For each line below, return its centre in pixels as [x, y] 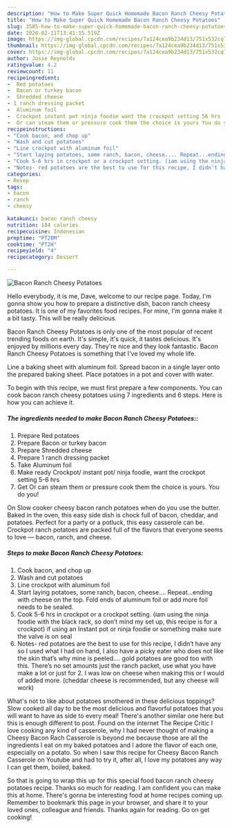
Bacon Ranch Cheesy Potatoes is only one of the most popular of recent [110, 331]
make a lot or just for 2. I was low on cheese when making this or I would [120, 673]
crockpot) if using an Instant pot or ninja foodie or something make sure [119, 628]
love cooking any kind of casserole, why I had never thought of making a [110, 730]
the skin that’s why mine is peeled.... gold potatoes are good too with [115, 658]
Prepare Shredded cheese [55, 450]
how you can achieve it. [41, 402]
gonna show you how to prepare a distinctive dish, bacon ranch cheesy [109, 304]
